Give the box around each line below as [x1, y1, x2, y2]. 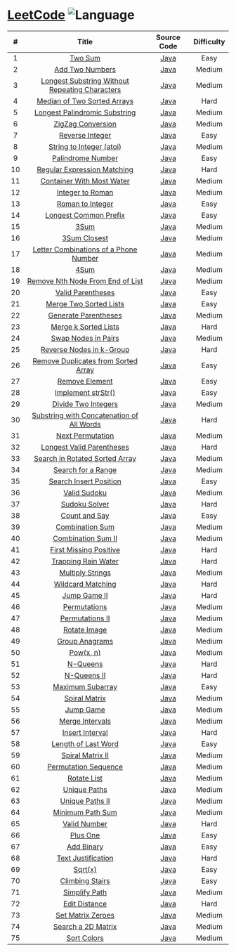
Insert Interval [62, 727, 108, 737]
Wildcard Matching [53, 579, 117, 589]
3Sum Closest [62, 233, 109, 242]
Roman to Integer [56, 199, 114, 209]
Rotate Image [63, 625, 107, 634]
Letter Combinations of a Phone [32, 244, 138, 254]
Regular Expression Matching [37, 164, 133, 174]
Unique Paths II [60, 796, 110, 806]
